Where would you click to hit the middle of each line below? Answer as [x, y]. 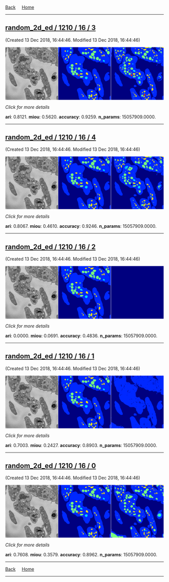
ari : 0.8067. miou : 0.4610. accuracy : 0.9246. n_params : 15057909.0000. [81, 226]
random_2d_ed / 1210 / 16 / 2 [51, 247]
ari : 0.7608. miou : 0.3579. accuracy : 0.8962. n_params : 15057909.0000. [81, 555]
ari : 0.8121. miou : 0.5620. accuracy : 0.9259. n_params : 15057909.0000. [80, 117]
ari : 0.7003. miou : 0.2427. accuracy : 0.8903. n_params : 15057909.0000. [81, 445]
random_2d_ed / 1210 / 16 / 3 [51, 28]
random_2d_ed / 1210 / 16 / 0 [51, 466]
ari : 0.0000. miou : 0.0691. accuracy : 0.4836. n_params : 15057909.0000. [81, 336]
